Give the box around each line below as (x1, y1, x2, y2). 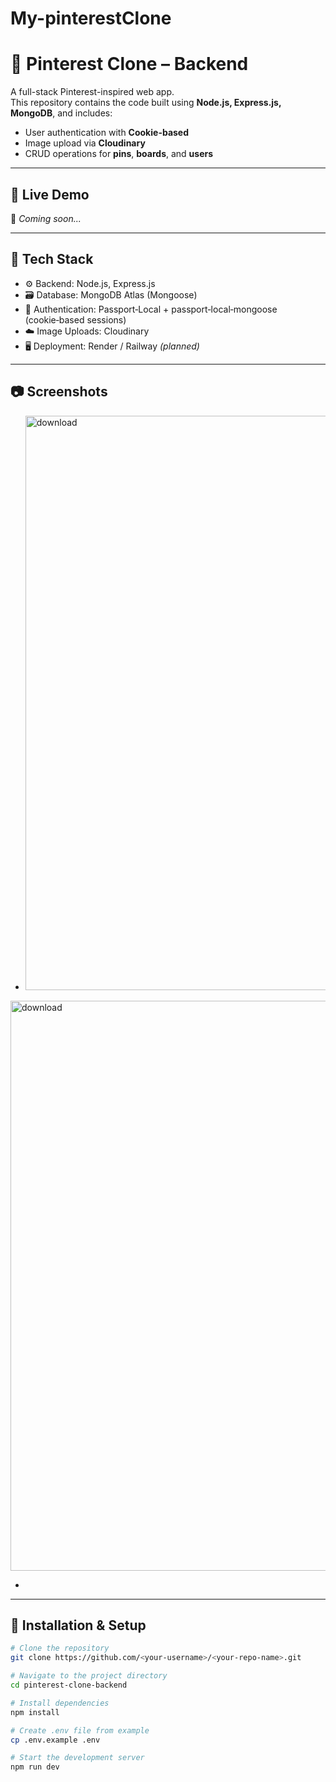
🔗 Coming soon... (10, 212, 82, 224)
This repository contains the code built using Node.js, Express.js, (10, 97, 282, 109)
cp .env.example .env (10, 1735, 101, 1745)
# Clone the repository (10, 1643, 110, 1654)
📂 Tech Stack (10, 251, 94, 268)
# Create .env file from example (10, 1725, 150, 1736)
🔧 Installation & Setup (10, 1617, 147, 1634)
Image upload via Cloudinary (24, 137, 146, 149)
